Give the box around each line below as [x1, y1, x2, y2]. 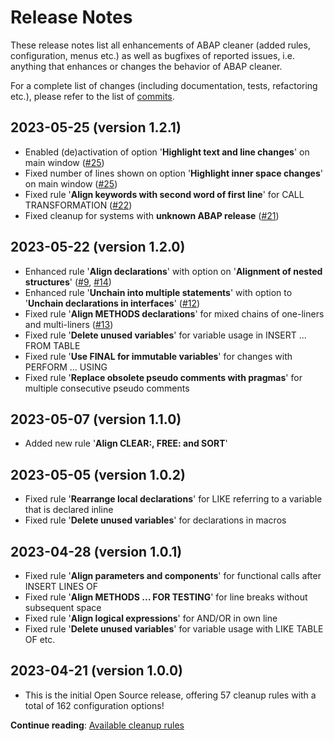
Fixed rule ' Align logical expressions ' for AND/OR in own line [24, 612, 278, 624]
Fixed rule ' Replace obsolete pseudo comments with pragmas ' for [24, 371, 303, 383]
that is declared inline [24, 504, 114, 516]
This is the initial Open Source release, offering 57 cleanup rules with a [24, 689, 317, 701]
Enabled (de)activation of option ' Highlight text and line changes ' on [24, 146, 310, 158]
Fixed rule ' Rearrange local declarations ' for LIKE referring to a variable [24, 493, 323, 505]
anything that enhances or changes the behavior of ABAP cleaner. [10, 60, 283, 72]
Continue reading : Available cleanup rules [10, 719, 185, 731]
